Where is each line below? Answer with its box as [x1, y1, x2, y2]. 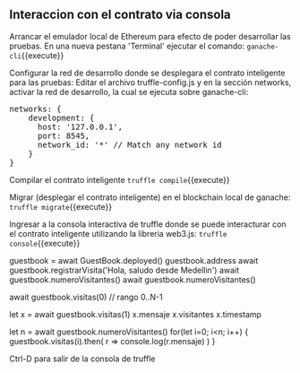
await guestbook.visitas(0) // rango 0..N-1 [9, 291, 163, 302]
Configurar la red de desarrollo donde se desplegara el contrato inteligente [9, 67, 286, 78]
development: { [28, 112, 95, 123]
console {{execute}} [9, 238, 81, 248]
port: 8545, [37, 130, 90, 141]
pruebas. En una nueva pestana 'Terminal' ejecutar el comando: [9, 40, 245, 51]
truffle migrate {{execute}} [9, 201, 113, 212]
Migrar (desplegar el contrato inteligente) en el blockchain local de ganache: [9, 192, 291, 203]
